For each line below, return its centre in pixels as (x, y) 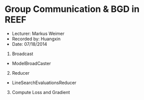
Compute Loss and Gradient (41, 92)
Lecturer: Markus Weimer (38, 33)
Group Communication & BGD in (72, 9)
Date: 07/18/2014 (29, 44)
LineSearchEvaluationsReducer (44, 83)
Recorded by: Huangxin (36, 39)
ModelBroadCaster (31, 63)
